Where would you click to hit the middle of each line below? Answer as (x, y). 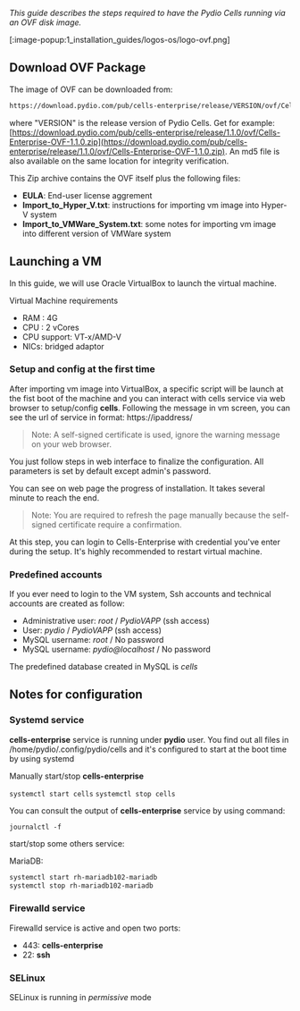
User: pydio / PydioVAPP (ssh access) (92, 630)
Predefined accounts (56, 574)
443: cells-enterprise (62, 945)
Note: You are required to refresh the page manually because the (150, 515)
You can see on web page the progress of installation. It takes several (137, 488)
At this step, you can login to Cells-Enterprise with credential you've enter (145, 542)
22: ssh (36, 955)
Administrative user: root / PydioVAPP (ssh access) (116, 621)
